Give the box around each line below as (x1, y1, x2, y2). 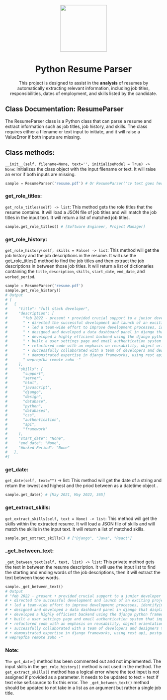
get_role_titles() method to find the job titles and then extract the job (5, 258, 145, 264)
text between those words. (5, 575, 60, 581)
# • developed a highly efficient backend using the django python (5, 612, 148, 617)
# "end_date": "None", (5, 440, 61, 445)
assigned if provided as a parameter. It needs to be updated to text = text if (5, 674, 159, 680)
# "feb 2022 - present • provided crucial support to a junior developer (5, 594, 162, 599)
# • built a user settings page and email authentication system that (5, 616, 155, 621)
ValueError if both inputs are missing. (5, 134, 81, 140)
